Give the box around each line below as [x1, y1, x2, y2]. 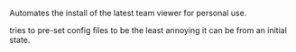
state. [9, 35, 31, 45]
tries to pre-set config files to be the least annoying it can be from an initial [9, 25, 287, 35]
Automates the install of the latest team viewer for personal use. [9, 8, 247, 18]
